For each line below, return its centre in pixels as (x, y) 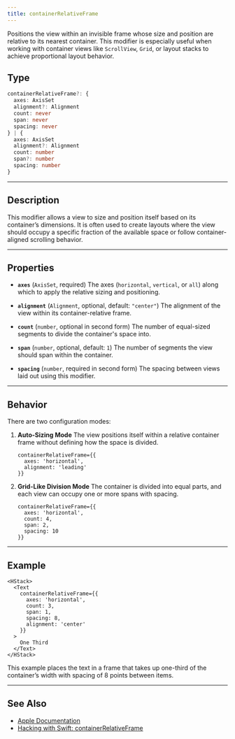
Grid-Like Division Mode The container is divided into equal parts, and (119, 487)
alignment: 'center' (56, 624)
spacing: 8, (43, 618)
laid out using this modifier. (56, 376)
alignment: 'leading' (56, 468)
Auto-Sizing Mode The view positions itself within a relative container (118, 435)
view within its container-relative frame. (74, 313)
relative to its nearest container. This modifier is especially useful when (109, 41)
